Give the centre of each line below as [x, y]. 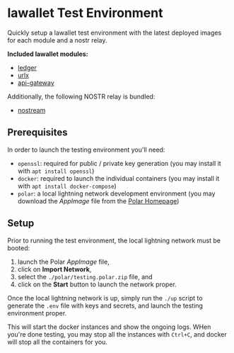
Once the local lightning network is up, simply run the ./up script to [105, 298]
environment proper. [37, 313]
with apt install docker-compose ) [67, 186]
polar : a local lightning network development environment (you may [116, 194]
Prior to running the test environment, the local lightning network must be [114, 240]
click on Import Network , [54, 269]
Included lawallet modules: [48, 54]
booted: [19, 248]
